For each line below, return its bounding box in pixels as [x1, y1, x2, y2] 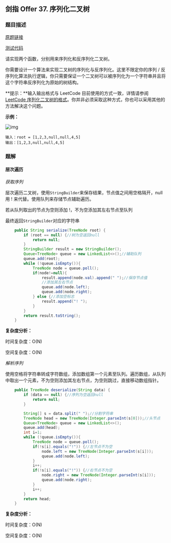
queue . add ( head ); [23, 425, 60, 430]
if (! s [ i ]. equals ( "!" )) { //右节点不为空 [32, 468, 113, 473]
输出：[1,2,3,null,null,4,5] [5, 140, 65, 145]
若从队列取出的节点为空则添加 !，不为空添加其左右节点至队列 [5, 206, 133, 213]
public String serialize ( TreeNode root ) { [14, 227, 106, 233]
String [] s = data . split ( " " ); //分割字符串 [23, 411, 113, 416]
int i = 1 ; [23, 430, 42, 435]
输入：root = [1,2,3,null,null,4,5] [5, 135, 81, 140]
